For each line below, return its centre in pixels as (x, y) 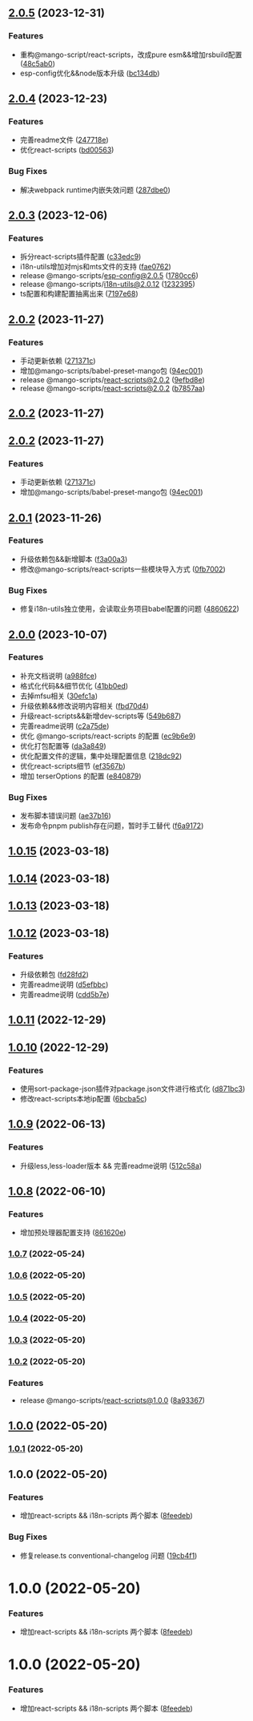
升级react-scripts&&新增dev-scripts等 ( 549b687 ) (100, 716)
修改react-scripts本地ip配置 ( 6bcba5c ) (83, 1099)
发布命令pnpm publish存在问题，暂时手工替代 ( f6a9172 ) (112, 826)
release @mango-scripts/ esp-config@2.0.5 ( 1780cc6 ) (109, 276)
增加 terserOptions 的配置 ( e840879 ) (80, 776)
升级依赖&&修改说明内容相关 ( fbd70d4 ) (84, 705)
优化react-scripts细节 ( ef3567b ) (72, 766)
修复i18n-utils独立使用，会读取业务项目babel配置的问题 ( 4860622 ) (130, 609)
